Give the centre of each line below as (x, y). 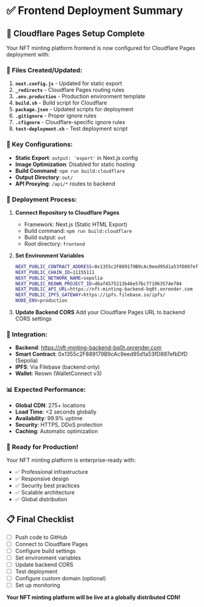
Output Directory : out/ (44, 177)
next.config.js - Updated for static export (69, 83)
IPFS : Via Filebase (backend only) (58, 367)
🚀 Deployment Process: (42, 199)
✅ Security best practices (47, 485)
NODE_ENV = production (41, 301)
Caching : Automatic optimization (57, 431)
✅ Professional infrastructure (51, 471)
